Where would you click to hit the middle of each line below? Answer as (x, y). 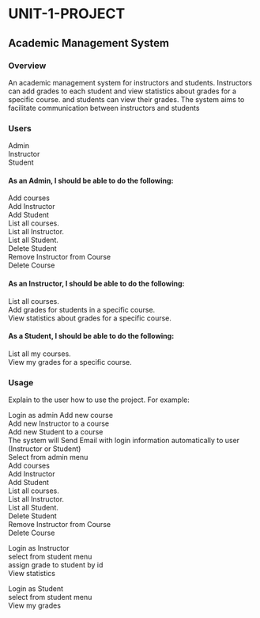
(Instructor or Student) (45, 449)
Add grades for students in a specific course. (82, 309)
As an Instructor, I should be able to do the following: (96, 283)
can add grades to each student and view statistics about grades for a (122, 91)
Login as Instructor (39, 548)
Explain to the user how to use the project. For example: (99, 400)
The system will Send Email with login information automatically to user (124, 441)
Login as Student (36, 589)
